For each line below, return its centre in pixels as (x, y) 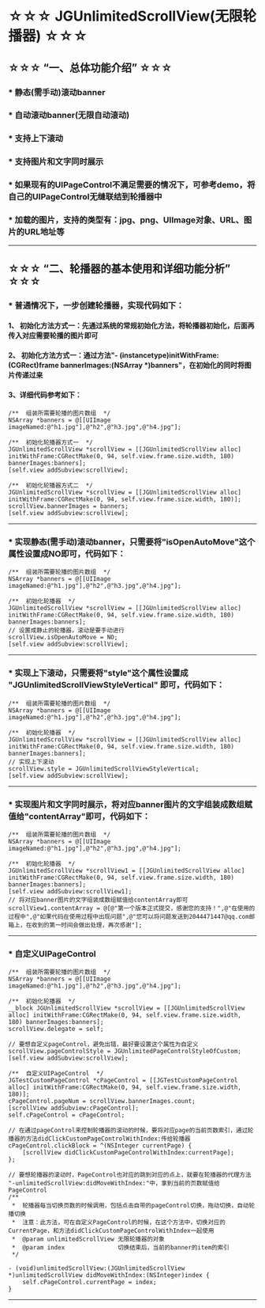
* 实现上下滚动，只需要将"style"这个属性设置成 (98, 673)
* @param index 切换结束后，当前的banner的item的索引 (121, 1248)
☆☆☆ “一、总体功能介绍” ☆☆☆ (90, 68)
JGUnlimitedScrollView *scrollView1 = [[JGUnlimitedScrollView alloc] (127, 871)
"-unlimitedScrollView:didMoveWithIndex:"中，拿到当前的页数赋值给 (114, 1184)
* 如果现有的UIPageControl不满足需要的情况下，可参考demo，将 (132, 185)
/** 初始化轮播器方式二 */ (50, 486)
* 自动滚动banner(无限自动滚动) (69, 116)
